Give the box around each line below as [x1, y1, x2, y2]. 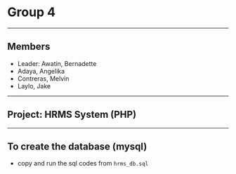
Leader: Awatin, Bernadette [17, 59, 97, 67]
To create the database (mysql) [7, 140, 147, 152]
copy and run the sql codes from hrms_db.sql [17, 159, 149, 168]
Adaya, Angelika [17, 67, 65, 75]
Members [7, 41, 51, 53]
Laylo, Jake [17, 81, 51, 90]
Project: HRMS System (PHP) [7, 109, 137, 121]
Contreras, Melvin [17, 74, 70, 83]
